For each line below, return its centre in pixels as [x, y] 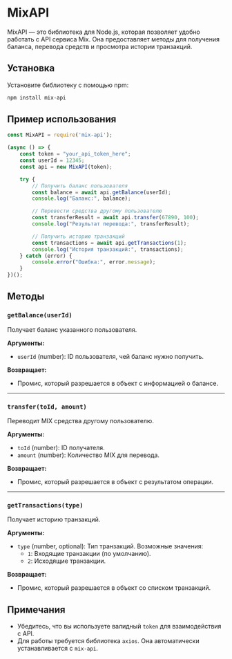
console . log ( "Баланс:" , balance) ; [81, 198]
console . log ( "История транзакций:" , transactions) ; [108, 249]
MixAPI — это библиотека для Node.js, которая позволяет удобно [104, 32]
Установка [31, 68]
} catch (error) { [46, 256]
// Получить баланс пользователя [80, 186]
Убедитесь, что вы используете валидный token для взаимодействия [119, 626]
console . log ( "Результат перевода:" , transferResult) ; [111, 224]
